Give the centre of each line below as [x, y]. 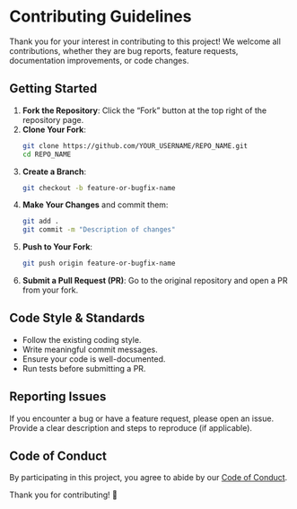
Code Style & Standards [77, 318]
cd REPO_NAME [47, 154]
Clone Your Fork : [54, 129]
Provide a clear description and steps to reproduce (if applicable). [131, 427]
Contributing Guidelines [100, 17]
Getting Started [53, 88]
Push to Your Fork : [57, 247]
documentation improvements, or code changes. [99, 60]
